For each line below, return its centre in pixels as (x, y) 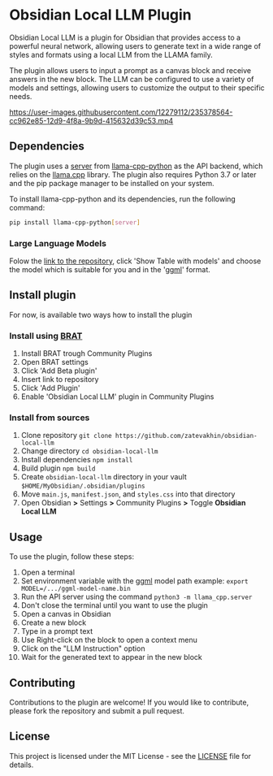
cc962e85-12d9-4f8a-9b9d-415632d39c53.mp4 (91, 120)
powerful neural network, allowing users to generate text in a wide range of (135, 46)
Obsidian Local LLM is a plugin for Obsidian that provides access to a (125, 37)
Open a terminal (48, 572)
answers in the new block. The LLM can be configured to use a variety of (132, 79)
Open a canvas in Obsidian (66, 614)
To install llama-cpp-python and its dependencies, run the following (123, 199)
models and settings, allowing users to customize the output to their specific (137, 88)
